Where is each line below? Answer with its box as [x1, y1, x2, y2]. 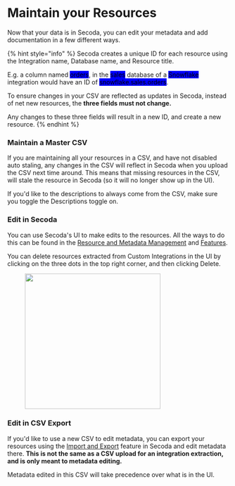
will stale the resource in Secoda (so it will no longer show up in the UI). [7, 176, 215, 184]
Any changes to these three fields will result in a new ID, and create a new [7, 113, 222, 121]
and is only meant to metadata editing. [7, 456, 122, 465]
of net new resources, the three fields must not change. [7, 98, 172, 107]
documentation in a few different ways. [7, 35, 121, 44]
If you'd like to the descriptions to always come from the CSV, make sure [7, 190, 218, 198]
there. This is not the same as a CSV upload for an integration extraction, [7, 449, 224, 458]
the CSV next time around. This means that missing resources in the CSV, [7, 169, 220, 177]
